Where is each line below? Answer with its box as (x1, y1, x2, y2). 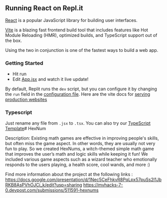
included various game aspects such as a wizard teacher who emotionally (5, 157, 157, 163)
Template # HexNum (5, 126, 46, 132)
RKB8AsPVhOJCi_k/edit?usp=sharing (5, 182, 82, 188)
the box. (5, 37, 22, 43)
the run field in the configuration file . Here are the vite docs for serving (5, 91, 151, 97)
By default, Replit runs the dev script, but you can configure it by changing (5, 86, 157, 92)
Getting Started (5, 59, 43, 66)
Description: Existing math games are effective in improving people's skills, (5, 135, 160, 141)
